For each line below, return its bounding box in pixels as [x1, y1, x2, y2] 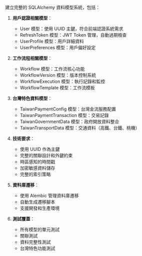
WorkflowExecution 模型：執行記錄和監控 [19, 78, 105, 84]
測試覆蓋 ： [12, 216, 35, 222]
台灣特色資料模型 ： [12, 95, 52, 101]
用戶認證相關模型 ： [12, 15, 52, 21]
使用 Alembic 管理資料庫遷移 [19, 193, 79, 198]
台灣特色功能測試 [19, 245, 55, 251]
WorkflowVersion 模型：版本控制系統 [19, 72, 96, 78]
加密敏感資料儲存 [19, 165, 55, 171]
